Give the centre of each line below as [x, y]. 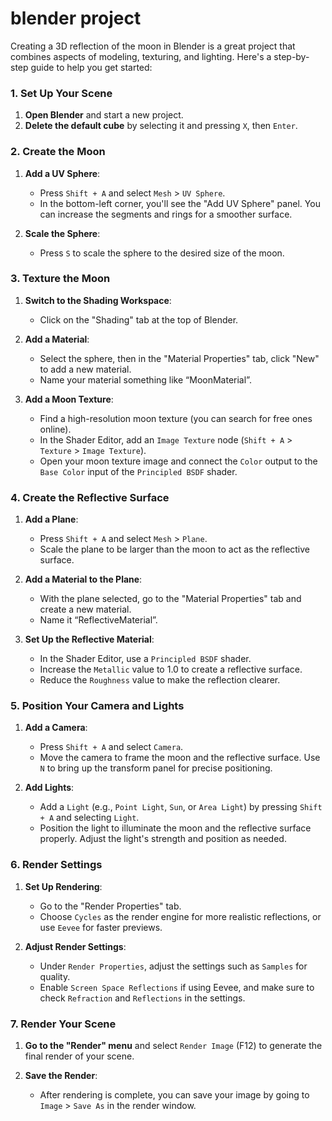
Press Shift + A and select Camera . [111, 747]
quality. [55, 976]
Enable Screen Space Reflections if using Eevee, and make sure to [177, 987]
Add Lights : [49, 788]
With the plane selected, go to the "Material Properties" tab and [170, 599]
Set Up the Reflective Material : [89, 639]
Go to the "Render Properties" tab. [110, 906]
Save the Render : [61, 1076]
